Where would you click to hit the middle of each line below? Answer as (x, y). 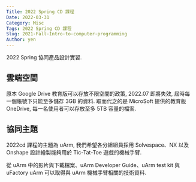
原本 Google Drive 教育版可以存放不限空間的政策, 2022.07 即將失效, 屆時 (96, 93)
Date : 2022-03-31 (28, 17)
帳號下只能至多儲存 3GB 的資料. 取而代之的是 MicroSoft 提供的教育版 (102, 101)
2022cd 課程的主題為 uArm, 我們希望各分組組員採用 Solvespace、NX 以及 (98, 145)
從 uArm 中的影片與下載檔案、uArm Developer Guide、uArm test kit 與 (93, 165)
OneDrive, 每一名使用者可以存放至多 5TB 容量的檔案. (71, 108)
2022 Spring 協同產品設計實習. (44, 57)
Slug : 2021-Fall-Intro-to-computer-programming (67, 34)
